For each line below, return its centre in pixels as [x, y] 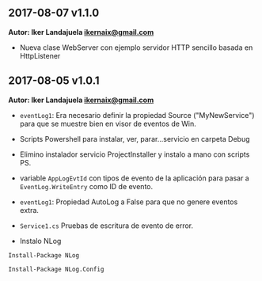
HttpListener [40, 55]
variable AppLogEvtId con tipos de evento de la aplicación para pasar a [134, 178]
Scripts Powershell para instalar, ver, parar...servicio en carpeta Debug [135, 139]
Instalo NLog [40, 241]
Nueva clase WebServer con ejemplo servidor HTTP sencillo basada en [136, 47]
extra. [29, 210]
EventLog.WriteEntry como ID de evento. [86, 186]
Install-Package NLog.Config [56, 269]
